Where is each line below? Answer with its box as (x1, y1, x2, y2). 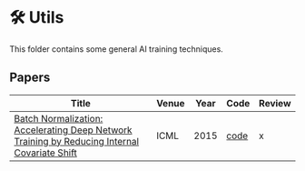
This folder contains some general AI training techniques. (9, 43, 224, 55)
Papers (9, 70, 51, 85)
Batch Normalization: (14, 112, 103, 125)
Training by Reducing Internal (14, 135, 139, 147)
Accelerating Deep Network (14, 124, 133, 136)
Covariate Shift (14, 146, 77, 159)
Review (258, 96, 291, 109)
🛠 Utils (9, 7, 64, 28)
